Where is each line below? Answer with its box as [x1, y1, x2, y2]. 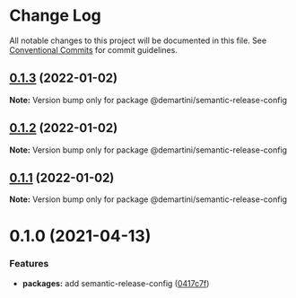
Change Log [9, 5, 101, 26]
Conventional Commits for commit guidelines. [9, 44, 178, 55]
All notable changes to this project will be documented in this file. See [9, 35, 267, 46]
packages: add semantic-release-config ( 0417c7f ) [22, 277, 210, 288]
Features [9, 258, 49, 270]
